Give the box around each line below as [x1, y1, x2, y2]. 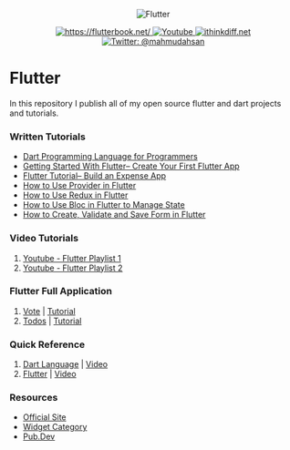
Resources [9, 392, 58, 404]
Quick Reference [9, 338, 86, 351]
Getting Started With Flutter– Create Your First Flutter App [22, 160, 240, 172]
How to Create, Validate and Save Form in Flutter [22, 210, 206, 220]
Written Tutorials [9, 130, 87, 143]
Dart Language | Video [22, 359, 109, 370]
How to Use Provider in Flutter [22, 180, 137, 191]
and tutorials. [9, 107, 59, 118]
